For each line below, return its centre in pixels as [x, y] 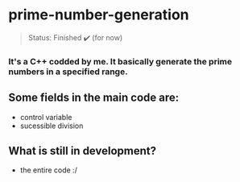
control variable [46, 117]
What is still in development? [83, 151]
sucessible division [52, 126]
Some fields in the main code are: [94, 98]
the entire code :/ [49, 170]
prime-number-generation [99, 15]
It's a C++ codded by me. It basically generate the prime [120, 61]
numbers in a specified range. [68, 72]
